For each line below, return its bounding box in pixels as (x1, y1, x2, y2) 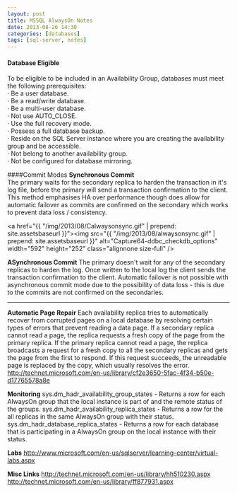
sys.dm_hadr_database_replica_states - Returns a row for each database (7, 420, 219, 429)
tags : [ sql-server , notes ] (7, 37, 87, 44)
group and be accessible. (7, 142, 81, 151)
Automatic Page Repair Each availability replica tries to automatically (7, 308, 209, 317)
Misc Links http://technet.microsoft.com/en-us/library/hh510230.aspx (7, 470, 211, 478)
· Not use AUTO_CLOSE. (7, 112, 78, 120)
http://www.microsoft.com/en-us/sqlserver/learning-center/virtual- (23, 448, 219, 457)
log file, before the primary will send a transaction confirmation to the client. (7, 185, 228, 195)
